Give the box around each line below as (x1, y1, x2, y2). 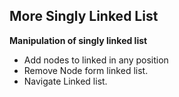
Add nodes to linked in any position (23, 54, 169, 66)
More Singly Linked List (9, 8, 159, 25)
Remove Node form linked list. (23, 64, 149, 76)
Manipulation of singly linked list (9, 34, 148, 46)
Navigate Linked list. (23, 75, 108, 87)
